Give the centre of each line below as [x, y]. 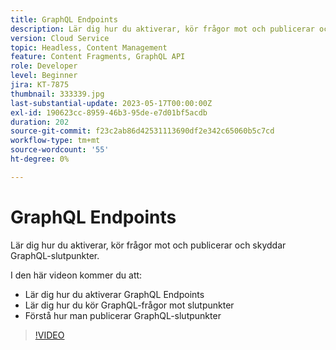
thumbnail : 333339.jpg [57, 94]
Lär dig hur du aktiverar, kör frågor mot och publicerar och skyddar [148, 245]
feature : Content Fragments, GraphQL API [98, 57]
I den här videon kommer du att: [76, 275]
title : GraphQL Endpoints [64, 19]
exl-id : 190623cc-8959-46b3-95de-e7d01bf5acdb [109, 112]
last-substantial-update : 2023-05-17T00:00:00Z [111, 103]
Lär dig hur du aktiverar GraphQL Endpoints [114, 294]
